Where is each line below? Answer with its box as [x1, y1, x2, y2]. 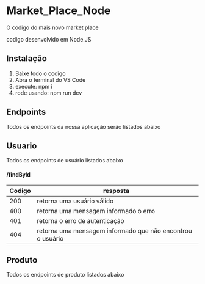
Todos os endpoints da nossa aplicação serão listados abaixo [6, 123, 161, 130]
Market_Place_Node [6, 4, 111, 18]
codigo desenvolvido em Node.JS [6, 35, 92, 43]
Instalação [6, 53, 48, 64]
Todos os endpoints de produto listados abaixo [6, 271, 124, 279]
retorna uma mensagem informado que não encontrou [37, 227, 192, 235]
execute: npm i [15, 82, 53, 90]
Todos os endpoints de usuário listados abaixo [6, 157, 123, 164]
